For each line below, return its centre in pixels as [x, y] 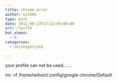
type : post [16, 19]
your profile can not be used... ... [39, 65]
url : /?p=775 [19, 28]
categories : [17, 42]
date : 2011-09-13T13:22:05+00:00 [40, 24]
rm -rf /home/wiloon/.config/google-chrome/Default [59, 75]
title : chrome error [27, 10]
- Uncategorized [26, 47]
